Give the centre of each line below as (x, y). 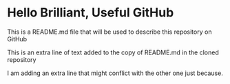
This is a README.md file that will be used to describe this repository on (109, 32)
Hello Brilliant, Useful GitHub (91, 13)
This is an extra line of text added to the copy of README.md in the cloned (113, 52)
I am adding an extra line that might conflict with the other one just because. (115, 73)
